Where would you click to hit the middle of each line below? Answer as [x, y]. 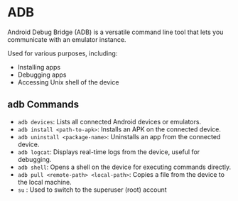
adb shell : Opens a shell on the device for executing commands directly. [124, 167]
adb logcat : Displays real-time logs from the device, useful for [109, 152]
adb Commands [43, 105]
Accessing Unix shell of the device [68, 82]
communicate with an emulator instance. [67, 39]
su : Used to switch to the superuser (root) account [92, 190]
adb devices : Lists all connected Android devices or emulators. [109, 121]
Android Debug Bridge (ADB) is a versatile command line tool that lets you [115, 32]
